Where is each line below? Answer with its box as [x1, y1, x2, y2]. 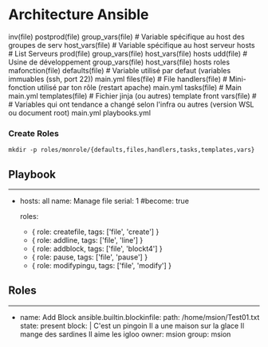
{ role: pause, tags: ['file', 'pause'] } [31, 252, 148, 262]
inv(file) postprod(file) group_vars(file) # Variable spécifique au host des [8, 32, 245, 41]
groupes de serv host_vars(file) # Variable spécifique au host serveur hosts [8, 40, 255, 49]
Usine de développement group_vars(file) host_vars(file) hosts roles [8, 57, 230, 67]
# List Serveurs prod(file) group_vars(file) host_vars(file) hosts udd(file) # [8, 49, 248, 58]
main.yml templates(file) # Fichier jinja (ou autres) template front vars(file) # [8, 91, 257, 100]
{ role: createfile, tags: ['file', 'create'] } [31, 227, 160, 236]
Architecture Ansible [8, 6, 149, 24]
